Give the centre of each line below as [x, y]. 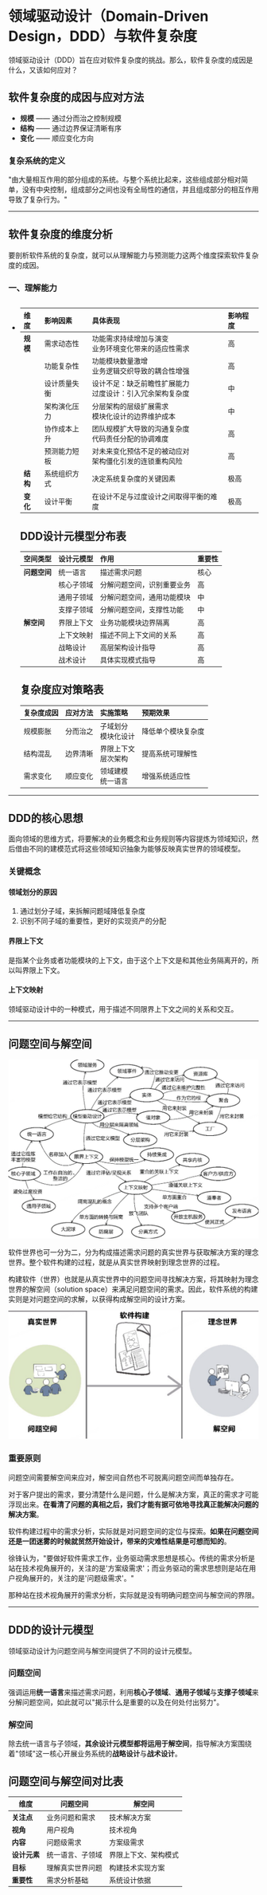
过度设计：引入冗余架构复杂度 [141, 393]
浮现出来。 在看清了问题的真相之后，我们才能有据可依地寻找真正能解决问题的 [133, 1504]
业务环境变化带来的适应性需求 [141, 348]
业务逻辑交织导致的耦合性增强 [141, 371]
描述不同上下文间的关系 [138, 635]
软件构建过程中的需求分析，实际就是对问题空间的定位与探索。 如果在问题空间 [133, 1531]
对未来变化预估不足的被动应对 [141, 451]
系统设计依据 [130, 1880]
